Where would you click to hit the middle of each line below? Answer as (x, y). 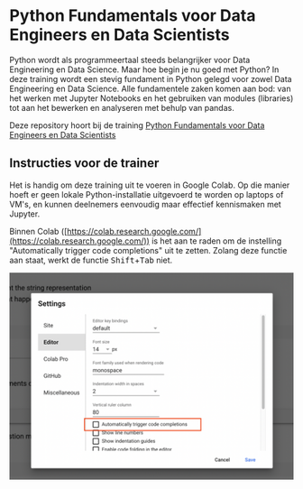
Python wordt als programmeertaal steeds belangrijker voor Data (130, 60)
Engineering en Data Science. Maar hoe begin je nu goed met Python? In (144, 69)
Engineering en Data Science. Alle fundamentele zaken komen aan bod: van (150, 88)
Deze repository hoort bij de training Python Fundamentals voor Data (137, 125)
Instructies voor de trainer (84, 163)
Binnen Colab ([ (38, 231)
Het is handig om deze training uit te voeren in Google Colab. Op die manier (150, 185)
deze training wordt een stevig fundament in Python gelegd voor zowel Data (151, 78)
